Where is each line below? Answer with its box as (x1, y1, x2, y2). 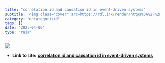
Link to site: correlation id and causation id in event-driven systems (12, 52, 153, 58)
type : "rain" (5, 30, 32, 35)
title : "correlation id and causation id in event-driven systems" (5, 7, 146, 12)
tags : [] (5, 21, 23, 26)
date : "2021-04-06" (5, 25, 45, 30)
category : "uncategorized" (5, 16, 60, 21)
